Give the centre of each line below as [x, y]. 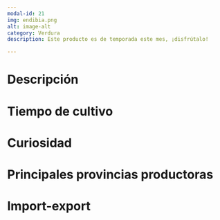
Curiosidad [40, 143]
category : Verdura [34, 33]
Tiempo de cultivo [60, 111]
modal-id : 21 [26, 13]
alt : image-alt [29, 26]
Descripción [43, 80]
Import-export [49, 207]
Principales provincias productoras [110, 174]
